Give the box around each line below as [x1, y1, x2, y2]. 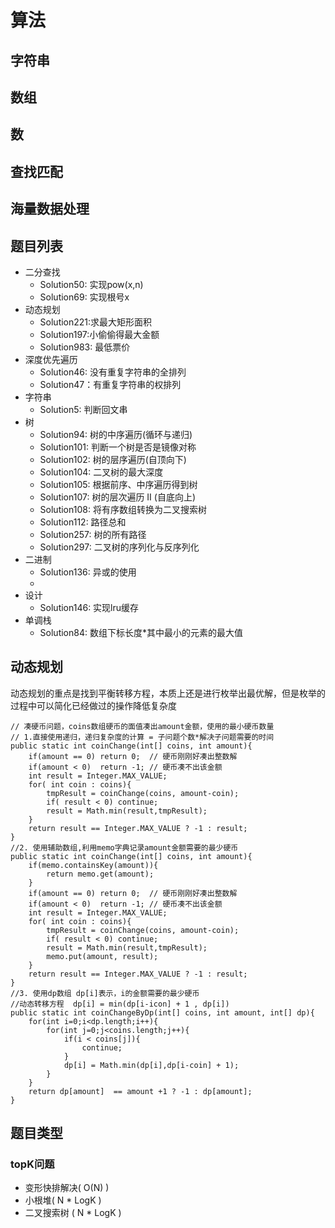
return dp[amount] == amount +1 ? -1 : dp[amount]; [28, 1086, 253, 1096]
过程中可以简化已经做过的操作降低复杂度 [10, 699, 177, 711]
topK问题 [10, 1157, 55, 1171]
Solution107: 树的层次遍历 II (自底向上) [39, 491, 197, 503]
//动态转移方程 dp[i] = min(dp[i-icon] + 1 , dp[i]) [10, 999, 230, 1009]
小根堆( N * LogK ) [24, 1194, 102, 1206]
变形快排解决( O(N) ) [24, 1182, 110, 1194]
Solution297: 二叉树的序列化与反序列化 [39, 541, 200, 553]
